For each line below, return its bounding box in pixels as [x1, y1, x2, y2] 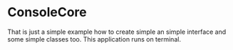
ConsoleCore [7, 4, 87, 20]
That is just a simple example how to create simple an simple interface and [7, 27, 227, 36]
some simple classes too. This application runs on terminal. [7, 35, 182, 43]
